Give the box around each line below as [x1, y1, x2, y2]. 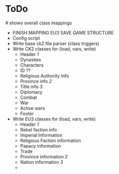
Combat [20, 94, 37, 100]
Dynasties [20, 56, 42, 62]
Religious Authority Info [20, 73, 69, 79]
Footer [20, 110, 34, 117]
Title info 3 [20, 83, 43, 89]
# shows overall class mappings [5, 20, 72, 26]
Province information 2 [20, 153, 68, 160]
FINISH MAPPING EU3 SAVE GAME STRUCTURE [12, 29, 114, 36]
